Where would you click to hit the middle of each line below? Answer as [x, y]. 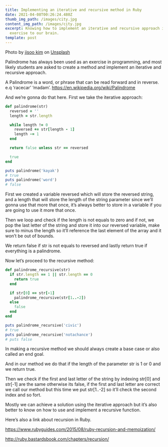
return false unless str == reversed [49, 148]
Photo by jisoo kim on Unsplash [37, 52]
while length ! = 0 [29, 125]
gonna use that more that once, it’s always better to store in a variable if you [83, 205]
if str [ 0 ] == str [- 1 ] [32, 293]
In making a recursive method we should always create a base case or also [82, 349]
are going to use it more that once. [41, 210]
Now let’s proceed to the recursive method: [50, 261]
